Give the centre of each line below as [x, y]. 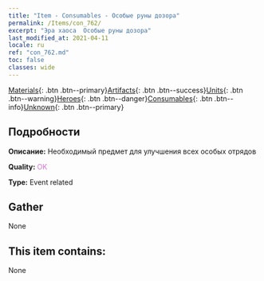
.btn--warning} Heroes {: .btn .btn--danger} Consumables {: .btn [110, 98]
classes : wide [32, 68]
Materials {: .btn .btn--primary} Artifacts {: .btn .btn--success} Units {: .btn [126, 90]
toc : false [26, 60]
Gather [26, 207]
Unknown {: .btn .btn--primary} [74, 107]
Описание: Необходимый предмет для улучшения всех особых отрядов [132, 151]
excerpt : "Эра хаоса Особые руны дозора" [80, 30]
